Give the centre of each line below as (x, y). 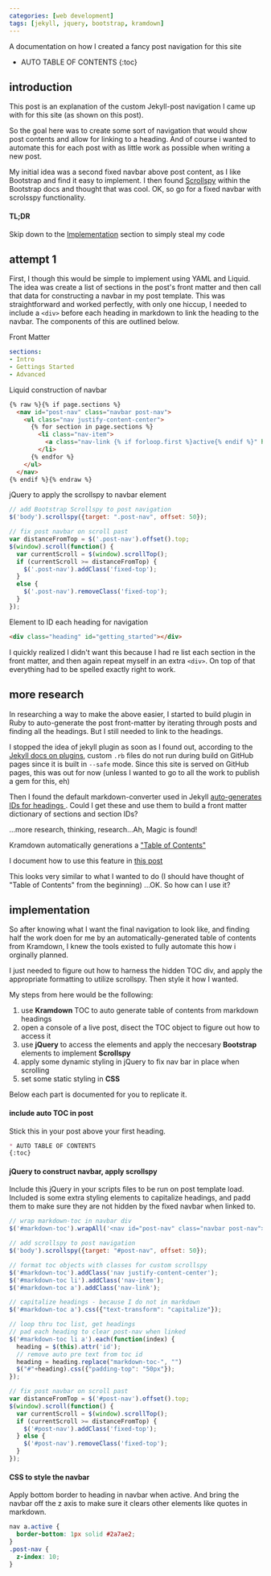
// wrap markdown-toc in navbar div (70, 1221)
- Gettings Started (42, 367)
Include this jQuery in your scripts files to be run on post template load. (127, 1189)
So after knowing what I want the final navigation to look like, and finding (129, 929)
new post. (26, 156)
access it (36, 1036)
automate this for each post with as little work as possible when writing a (130, 148)
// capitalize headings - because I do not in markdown (105, 1302)
